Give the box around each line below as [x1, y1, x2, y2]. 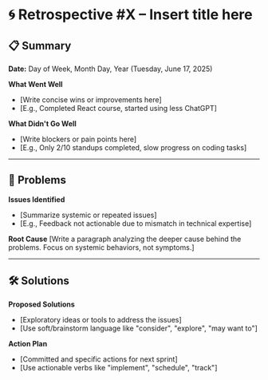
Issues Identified [8, 194, 65, 204]
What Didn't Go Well [8, 119, 77, 129]
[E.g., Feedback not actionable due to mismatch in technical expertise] [19, 218, 252, 228]
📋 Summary [8, 38, 72, 53]
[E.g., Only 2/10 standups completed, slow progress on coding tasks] [19, 143, 247, 152]
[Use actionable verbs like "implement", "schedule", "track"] [19, 362, 218, 372]
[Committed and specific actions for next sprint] [19, 354, 178, 364]
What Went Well [8, 80, 63, 89]
